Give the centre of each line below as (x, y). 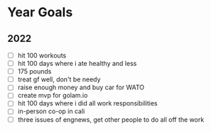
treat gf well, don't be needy (59, 79)
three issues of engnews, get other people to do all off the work (111, 119)
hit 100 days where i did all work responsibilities (87, 103)
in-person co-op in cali (51, 111)
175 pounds (34, 72)
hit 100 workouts (42, 55)
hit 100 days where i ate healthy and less (77, 64)
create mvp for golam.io (53, 96)
